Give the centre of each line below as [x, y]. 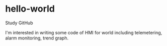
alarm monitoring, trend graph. [37, 38]
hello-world [30, 9]
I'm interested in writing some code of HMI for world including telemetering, [84, 32]
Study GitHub [19, 23]
